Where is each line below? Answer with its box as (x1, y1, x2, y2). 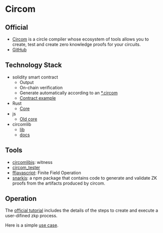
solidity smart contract (12, 74, 58, 80)
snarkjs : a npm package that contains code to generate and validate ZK (12, 175, 158, 181)
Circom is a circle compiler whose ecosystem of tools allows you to (12, 36, 149, 42)
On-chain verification (19, 84, 63, 90)
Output (19, 79, 34, 85)
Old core (19, 116, 37, 122)
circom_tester (12, 164, 40, 170)
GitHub (12, 47, 27, 52)
